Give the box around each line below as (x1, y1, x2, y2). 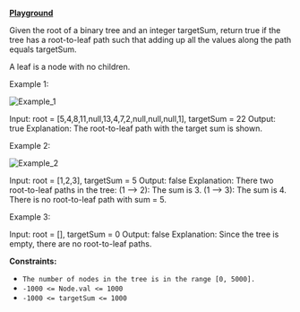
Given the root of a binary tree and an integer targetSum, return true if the (9, 25, 281, 35)
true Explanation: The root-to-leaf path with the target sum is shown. (9, 123, 262, 134)
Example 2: (9, 141, 51, 151)
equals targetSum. (9, 44, 78, 55)
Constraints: (9, 256, 57, 266)
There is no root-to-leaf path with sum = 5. (9, 195, 167, 204)
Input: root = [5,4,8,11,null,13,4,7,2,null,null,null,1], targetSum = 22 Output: (9, 114, 276, 124)
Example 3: (9, 212, 51, 222)
